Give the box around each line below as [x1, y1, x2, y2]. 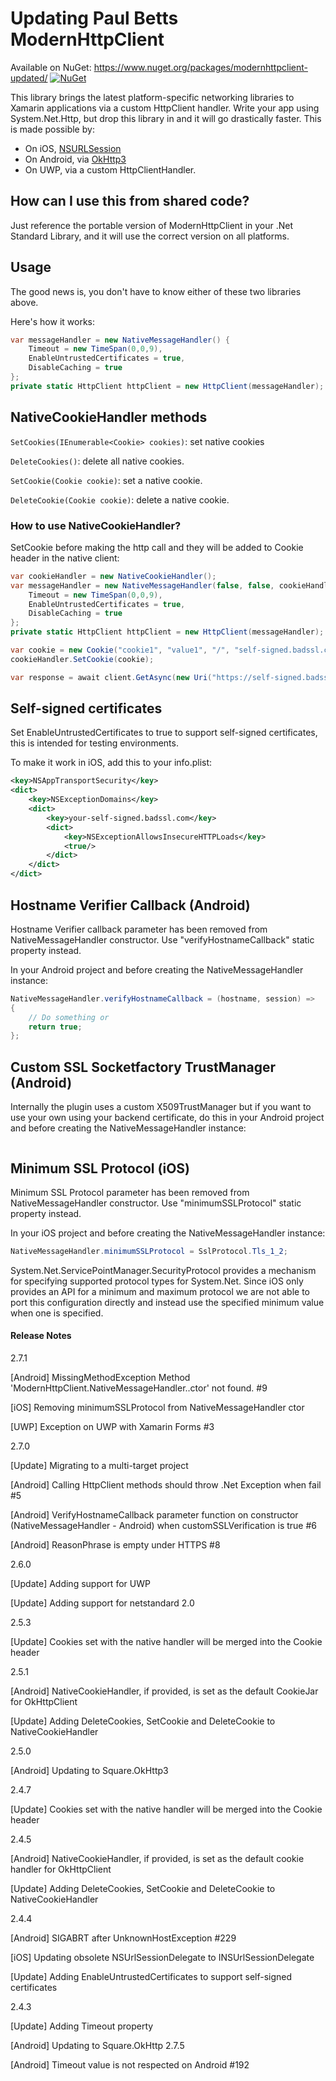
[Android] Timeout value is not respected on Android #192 [10, 2059, 250, 2071]
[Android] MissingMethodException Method [10, 1372, 191, 1383]
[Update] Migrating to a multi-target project [10, 1460, 189, 1471]
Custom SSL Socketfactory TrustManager [10, 1058, 277, 1076]
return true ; [28, 1022, 83, 1032]
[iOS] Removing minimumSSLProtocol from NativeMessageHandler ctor [10, 1402, 305, 1413]
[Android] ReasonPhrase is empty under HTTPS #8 [10, 1539, 221, 1551]
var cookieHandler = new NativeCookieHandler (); [10, 571, 217, 581]
